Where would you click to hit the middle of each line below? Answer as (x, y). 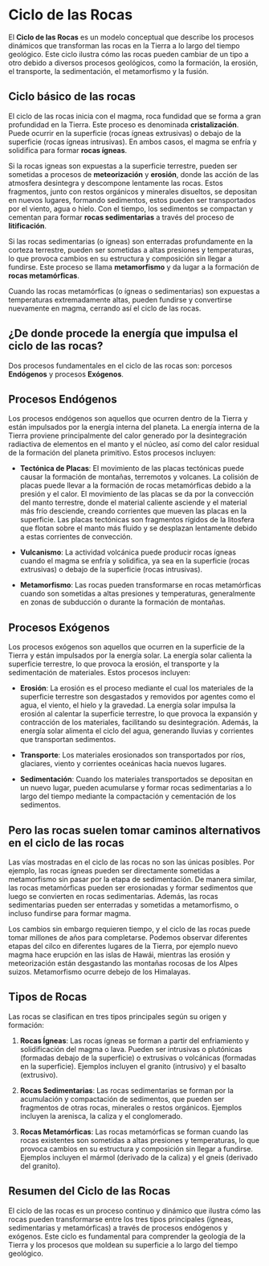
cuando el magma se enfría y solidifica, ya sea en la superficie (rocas (135, 561)
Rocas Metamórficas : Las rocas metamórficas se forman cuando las (134, 1132)
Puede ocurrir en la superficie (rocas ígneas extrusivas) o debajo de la (125, 133)
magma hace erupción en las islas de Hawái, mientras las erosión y (119, 955)
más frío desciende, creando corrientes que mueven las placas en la (133, 511)
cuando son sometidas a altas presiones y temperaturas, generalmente (137, 594)
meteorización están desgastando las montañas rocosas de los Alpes (123, 963)
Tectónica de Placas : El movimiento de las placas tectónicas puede (132, 468)
